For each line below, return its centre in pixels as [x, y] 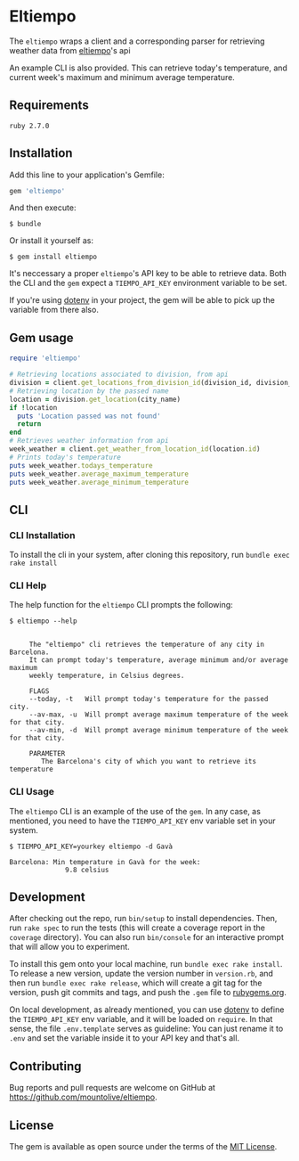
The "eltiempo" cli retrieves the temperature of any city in [147, 645]
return [29, 424]
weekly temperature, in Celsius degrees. [107, 676]
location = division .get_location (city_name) [95, 399]
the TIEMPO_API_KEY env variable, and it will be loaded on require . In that [141, 1019]
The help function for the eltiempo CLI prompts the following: [121, 605]
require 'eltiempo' [45, 358]
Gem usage [41, 337]
